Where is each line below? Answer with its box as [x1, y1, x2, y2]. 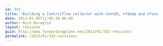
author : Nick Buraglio [5, 20, 51, 25]
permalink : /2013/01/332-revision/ [5, 34, 78, 39]
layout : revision [5, 25, 41, 30]
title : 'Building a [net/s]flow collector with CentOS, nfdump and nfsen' [5, 11, 161, 16]
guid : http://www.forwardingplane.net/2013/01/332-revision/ [5, 29, 132, 34]
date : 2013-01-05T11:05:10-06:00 [5, 16, 73, 21]
